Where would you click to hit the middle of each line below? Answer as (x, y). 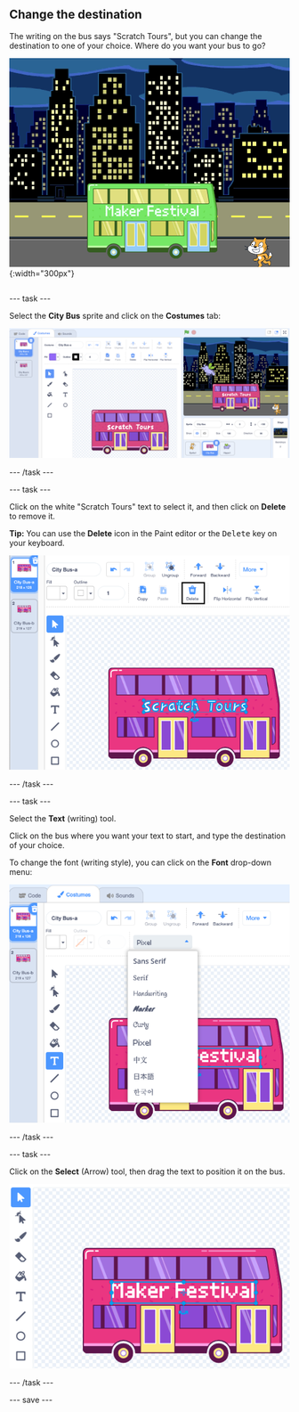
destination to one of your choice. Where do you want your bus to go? (137, 45)
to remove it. (32, 517)
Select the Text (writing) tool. (63, 819)
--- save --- (31, 1400)
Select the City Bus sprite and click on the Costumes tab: (115, 315)
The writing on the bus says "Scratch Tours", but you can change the (136, 36)
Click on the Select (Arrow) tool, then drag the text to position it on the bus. (147, 1171)
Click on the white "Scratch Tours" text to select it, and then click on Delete (148, 507)
